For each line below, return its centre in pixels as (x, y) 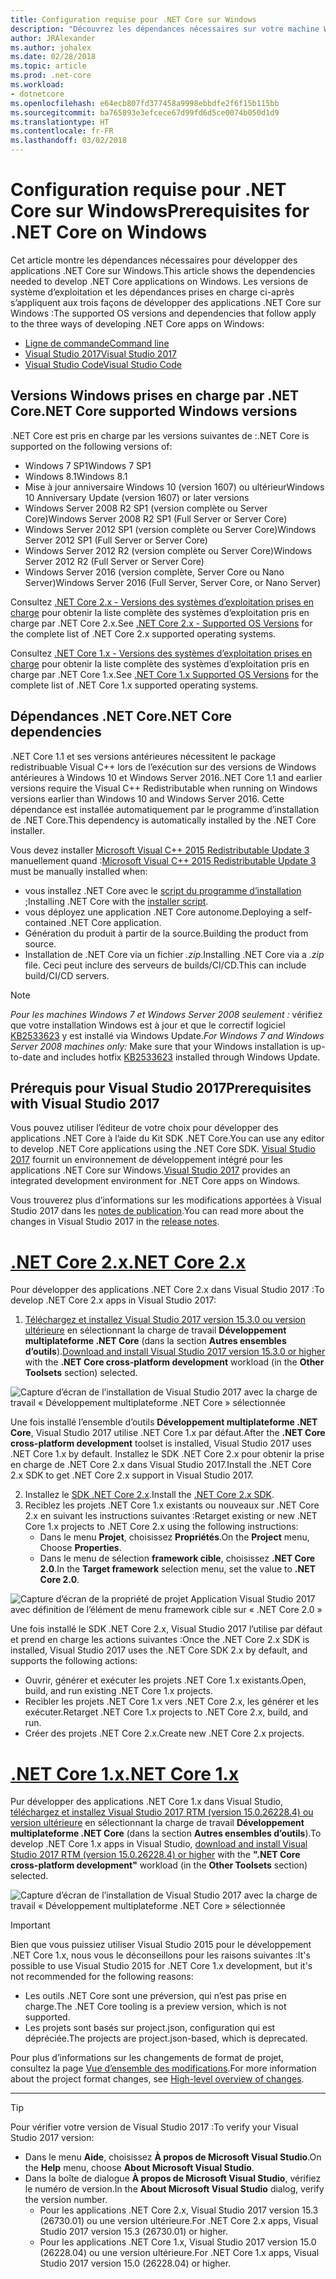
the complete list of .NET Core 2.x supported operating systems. (143, 633)
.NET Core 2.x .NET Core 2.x (128, 1262)
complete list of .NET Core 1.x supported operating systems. (134, 685)
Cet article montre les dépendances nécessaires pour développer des (154, 260)
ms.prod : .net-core (51, 76)
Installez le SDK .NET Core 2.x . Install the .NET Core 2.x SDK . (149, 1495)
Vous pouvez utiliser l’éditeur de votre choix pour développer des (144, 1128)
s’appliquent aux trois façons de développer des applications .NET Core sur (166, 302)
